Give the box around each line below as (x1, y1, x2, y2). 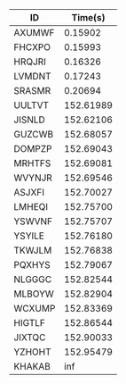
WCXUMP (13, 303, 56, 314)
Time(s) (71, 12, 106, 23)
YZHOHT (13, 346, 51, 358)
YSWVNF (13, 215, 53, 227)
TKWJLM (13, 245, 52, 256)
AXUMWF (13, 27, 55, 38)
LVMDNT (13, 71, 51, 82)
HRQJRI (13, 55, 47, 68)
